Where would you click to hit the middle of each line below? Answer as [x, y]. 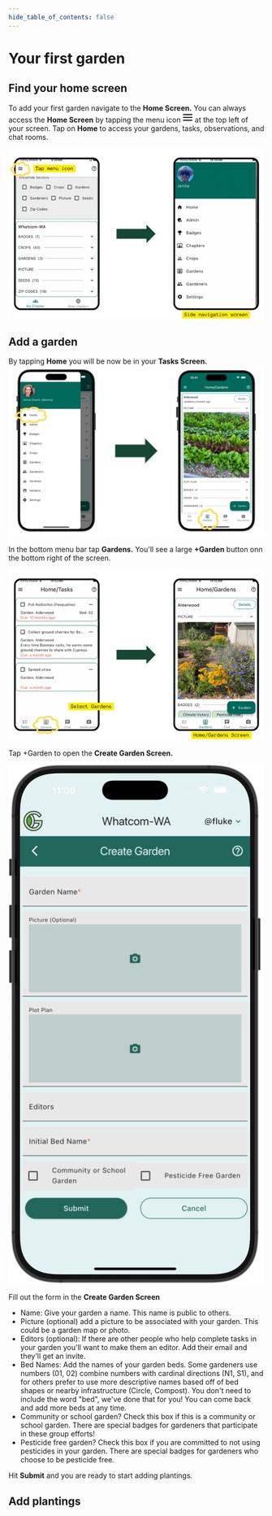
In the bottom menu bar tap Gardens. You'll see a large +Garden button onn [136, 550]
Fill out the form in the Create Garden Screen [84, 1297]
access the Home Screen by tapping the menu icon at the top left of [129, 120]
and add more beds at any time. [73, 1408]
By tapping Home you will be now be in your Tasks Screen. [108, 361]
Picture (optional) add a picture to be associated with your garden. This [139, 1322]
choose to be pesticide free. [67, 1460]
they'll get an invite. [53, 1356]
